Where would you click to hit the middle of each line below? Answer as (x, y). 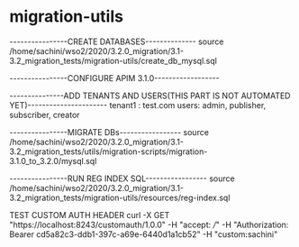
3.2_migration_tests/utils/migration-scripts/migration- (109, 151)
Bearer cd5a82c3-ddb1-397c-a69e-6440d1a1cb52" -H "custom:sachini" (144, 234)
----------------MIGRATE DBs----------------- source (109, 132)
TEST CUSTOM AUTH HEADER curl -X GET (90, 215)
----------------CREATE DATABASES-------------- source (117, 41)
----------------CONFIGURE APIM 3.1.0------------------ (114, 78)
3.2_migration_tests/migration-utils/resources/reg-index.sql (120, 197)
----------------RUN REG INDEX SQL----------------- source (122, 178)
